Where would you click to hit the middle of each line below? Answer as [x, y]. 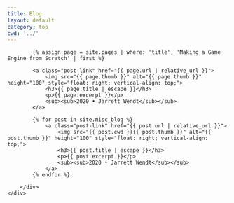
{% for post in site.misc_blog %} [83, 120]
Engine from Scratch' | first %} [56, 59]
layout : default [31, 20]
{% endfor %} [51, 175]
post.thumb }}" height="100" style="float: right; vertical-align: [108, 138]
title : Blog [25, 14]
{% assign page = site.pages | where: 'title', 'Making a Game [126, 52]
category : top [28, 27]
